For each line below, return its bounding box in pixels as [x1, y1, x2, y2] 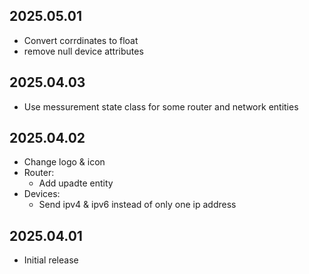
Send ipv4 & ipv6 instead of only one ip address [38, 199, 237, 211]
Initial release [23, 254, 79, 266]
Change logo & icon [23, 156, 106, 168]
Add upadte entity [38, 177, 114, 189]
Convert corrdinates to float [23, 34, 139, 46]
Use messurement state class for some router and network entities [23, 100, 299, 113]
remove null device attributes [23, 45, 144, 57]
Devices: [23, 188, 61, 200]
